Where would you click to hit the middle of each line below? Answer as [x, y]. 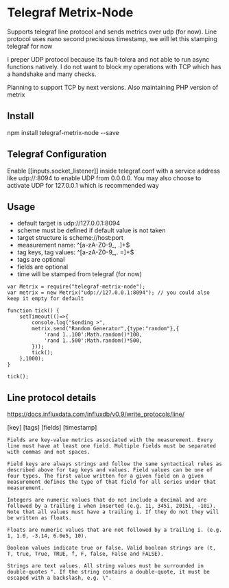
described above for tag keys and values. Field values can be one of [110, 470]
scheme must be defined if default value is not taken [91, 230]
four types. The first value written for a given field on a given [106, 476]
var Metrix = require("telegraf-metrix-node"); [76, 287]
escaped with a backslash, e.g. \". [59, 578]
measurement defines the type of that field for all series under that [111, 482]
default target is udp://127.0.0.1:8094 [69, 223]
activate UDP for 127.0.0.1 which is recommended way [83, 185]
